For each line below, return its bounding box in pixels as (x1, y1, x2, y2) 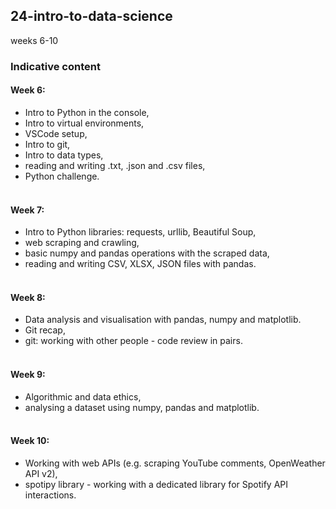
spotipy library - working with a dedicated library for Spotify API (24, 478, 289, 490)
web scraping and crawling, (24, 237, 140, 249)
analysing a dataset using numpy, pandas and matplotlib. (24, 401, 260, 413)
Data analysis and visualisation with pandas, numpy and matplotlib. (24, 314, 302, 326)
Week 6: (10, 84, 46, 96)
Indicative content (10, 59, 101, 73)
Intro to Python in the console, (24, 106, 150, 118)
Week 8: (10, 291, 46, 303)
